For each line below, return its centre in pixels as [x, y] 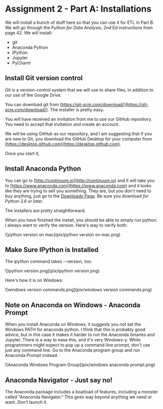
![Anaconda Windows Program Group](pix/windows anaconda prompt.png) [80, 365]
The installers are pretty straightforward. [45, 211]
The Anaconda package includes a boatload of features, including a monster [82, 392]
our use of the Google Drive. [33, 95]
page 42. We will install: [29, 33]
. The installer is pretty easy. [76, 109]
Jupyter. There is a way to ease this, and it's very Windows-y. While [73, 340]
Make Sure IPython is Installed [52, 250]
